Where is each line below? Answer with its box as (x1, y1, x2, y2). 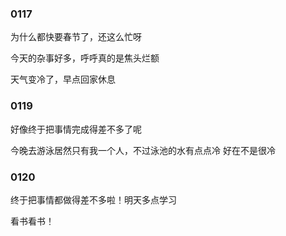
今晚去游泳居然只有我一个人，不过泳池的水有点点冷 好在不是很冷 (10, 144, 276, 156)
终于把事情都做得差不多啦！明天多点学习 (10, 193, 177, 206)
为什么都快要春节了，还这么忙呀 (10, 31, 142, 43)
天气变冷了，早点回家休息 (10, 73, 116, 86)
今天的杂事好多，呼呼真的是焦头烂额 (10, 52, 160, 64)
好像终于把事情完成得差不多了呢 (10, 123, 142, 135)
